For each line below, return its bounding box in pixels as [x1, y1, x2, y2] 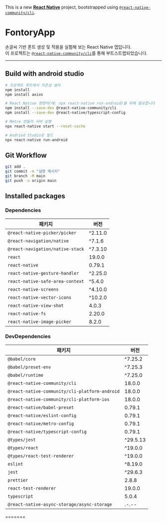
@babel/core [7, 356, 36, 362]
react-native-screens [7, 286, 59, 292]
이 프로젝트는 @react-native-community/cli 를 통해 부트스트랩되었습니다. [5, 50, 148, 56]
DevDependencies [5, 333, 51, 340]
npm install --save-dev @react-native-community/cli [5, 105, 117, 111]
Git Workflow [5, 151, 47, 160]
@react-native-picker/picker [7, 230, 77, 236]
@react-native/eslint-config [7, 413, 77, 418]
